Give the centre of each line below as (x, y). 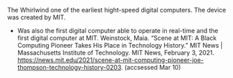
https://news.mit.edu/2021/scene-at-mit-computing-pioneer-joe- (110, 60)
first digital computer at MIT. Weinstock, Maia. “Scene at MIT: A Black (117, 38)
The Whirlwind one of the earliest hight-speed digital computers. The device (117, 10)
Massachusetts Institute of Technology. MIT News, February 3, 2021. (116, 52)
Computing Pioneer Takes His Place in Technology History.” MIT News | (120, 45)
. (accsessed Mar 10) (151, 67)
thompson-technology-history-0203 (69, 67)
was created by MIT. (37, 17)
